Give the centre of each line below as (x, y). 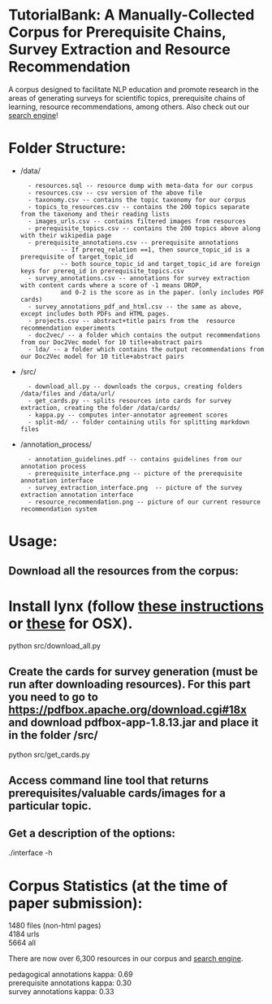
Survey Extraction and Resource (120, 50)
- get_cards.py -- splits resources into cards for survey (130, 400)
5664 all (22, 943)
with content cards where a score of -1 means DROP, (111, 285)
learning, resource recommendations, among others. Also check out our (129, 107)
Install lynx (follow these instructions (136, 606)
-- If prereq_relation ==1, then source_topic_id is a (155, 250)
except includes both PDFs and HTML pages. (95, 314)
